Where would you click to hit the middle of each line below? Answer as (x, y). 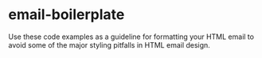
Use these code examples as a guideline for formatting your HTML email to (131, 37)
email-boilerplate (66, 15)
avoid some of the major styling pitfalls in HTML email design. (109, 44)
